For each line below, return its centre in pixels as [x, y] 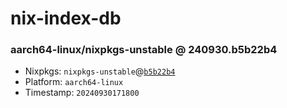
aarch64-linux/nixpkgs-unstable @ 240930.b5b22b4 [144, 50]
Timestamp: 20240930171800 [82, 93]
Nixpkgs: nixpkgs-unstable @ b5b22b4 [100, 71]
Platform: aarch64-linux [74, 82]
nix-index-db [66, 18]
